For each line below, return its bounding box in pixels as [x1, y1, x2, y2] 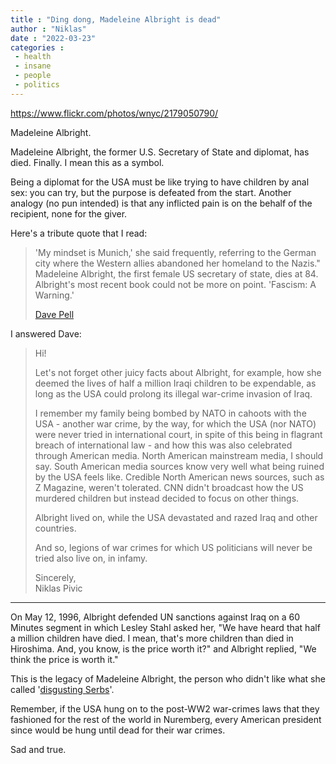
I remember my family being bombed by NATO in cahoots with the [34, 407, 307, 419]
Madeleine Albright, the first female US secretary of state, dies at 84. [34, 267, 319, 280]
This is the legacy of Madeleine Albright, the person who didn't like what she [10, 672, 326, 685]
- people [14, 71, 52, 81]
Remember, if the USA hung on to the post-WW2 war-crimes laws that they [10, 702, 320, 715]
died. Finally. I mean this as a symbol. [10, 156, 165, 168]
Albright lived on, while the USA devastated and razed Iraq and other [34, 511, 318, 523]
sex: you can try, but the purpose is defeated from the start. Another [10, 186, 292, 198]
